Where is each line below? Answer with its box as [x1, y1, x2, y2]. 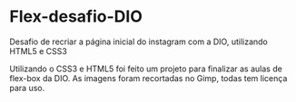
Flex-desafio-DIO [9, 6, 143, 27]
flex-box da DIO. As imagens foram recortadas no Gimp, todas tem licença [9, 72, 288, 83]
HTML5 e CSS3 [9, 45, 68, 56]
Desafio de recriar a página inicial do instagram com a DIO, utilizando [9, 36, 268, 47]
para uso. [9, 82, 45, 93]
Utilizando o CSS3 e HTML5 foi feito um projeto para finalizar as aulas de [9, 63, 283, 74]
